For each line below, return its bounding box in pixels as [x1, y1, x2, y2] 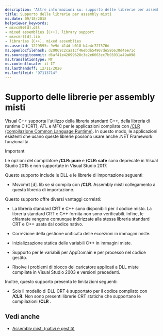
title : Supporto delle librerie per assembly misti [5, 12, 112, 17]
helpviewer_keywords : [5, 20, 49, 26]
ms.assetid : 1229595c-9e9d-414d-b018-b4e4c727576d [5, 43, 110, 48]
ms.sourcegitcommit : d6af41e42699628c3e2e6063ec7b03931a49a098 [5, 52, 136, 57]
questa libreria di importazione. [12, 187, 75, 192]
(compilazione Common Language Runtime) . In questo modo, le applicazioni [5, 128, 158, 134]
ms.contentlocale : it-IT [5, 61, 55, 66]
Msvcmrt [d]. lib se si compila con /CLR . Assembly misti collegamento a [12, 181, 156, 187]
